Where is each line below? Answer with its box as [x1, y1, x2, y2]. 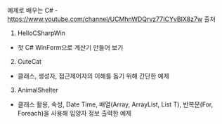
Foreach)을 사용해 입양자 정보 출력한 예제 [17, 109, 132, 117]
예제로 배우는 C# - [7, 6, 58, 14]
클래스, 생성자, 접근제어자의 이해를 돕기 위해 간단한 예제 [17, 72, 170, 80]
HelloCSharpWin [17, 29, 65, 37]
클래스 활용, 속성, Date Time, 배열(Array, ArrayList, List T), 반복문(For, [17, 100, 214, 109]
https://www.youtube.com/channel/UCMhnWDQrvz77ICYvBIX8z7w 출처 [7, 15, 216, 23]
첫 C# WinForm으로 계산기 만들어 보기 [17, 43, 124, 51]
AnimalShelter [17, 86, 58, 94]
